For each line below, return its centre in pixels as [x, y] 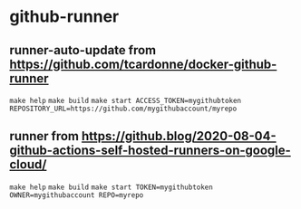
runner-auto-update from [83, 50]
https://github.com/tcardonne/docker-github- [143, 64]
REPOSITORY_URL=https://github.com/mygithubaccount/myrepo [123, 109]
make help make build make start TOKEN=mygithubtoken [111, 187]
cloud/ [28, 165]
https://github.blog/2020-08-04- [179, 136]
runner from [44, 136]
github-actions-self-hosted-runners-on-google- [150, 151]
